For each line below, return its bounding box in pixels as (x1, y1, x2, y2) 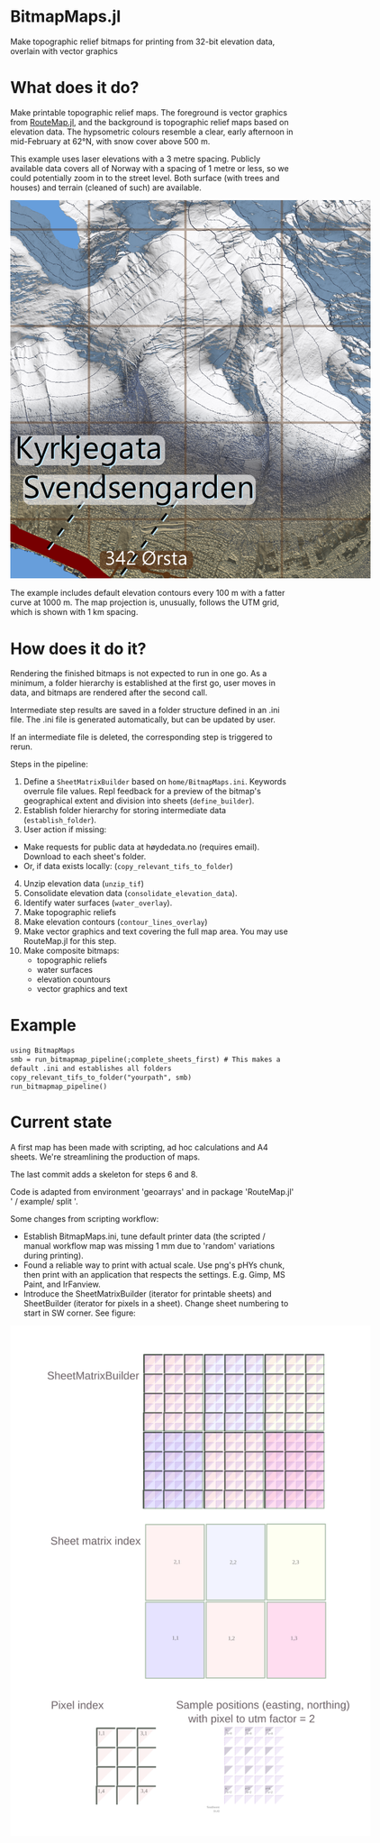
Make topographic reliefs (23, 907, 116, 918)
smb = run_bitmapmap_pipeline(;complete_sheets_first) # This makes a (10, 1055, 281, 1065)
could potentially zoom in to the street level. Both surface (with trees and (10, 172, 280, 183)
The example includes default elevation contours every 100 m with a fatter (10, 588, 285, 599)
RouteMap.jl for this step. (23, 936, 117, 947)
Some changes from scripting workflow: (10, 1214, 159, 1224)
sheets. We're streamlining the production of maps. (10, 1151, 201, 1162)
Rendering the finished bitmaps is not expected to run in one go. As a (10, 668, 267, 679)
